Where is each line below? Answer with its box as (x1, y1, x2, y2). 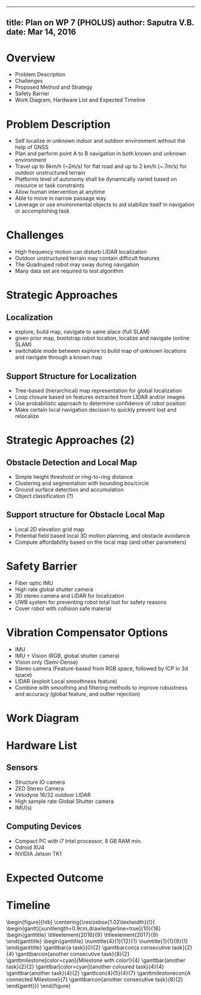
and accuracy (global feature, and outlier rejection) (14, 690, 141, 697)
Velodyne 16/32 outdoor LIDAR (14, 791, 91, 798)
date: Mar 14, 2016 (6, 27, 77, 37)
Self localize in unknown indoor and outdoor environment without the (14, 137, 185, 145)
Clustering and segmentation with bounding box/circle (14, 479, 150, 487)
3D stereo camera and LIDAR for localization (14, 592, 124, 599)
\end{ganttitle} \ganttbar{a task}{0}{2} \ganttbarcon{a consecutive (6, 943, 171, 951)
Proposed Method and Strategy (14, 83, 93, 91)
